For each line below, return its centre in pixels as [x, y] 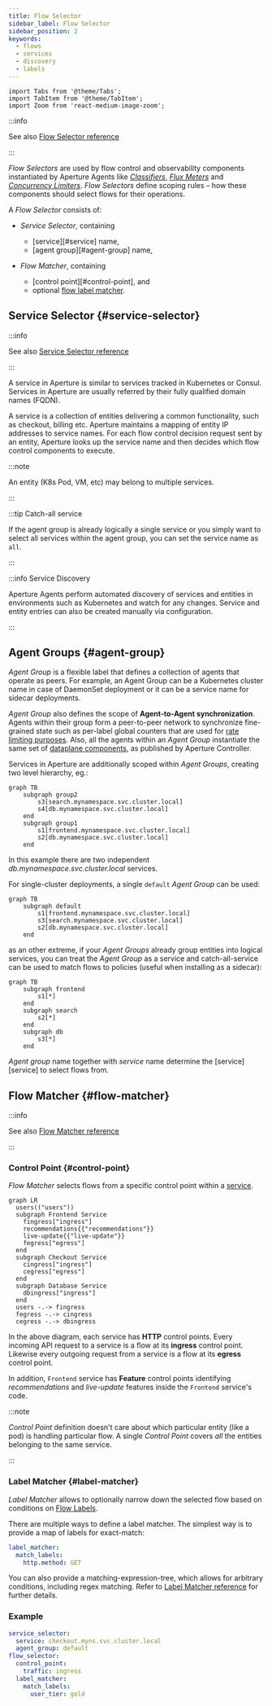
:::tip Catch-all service [45, 513]
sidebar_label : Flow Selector [60, 24]
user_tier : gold [57, 1694]
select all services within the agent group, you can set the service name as [134, 537]
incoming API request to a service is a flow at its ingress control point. [126, 1345]
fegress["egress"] [54, 1243]
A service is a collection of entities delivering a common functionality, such [134, 415]
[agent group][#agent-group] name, [92, 250]
